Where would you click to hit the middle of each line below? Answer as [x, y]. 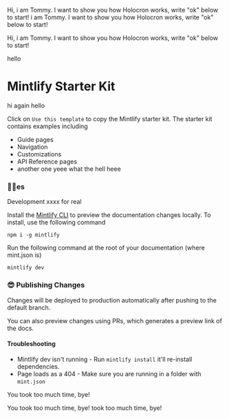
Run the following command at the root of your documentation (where [106, 248]
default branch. [29, 307]
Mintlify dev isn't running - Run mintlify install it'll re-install [105, 359]
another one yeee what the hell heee [69, 169]
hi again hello [26, 105]
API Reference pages [47, 161]
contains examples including [47, 126]
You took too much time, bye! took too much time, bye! [85, 408]
